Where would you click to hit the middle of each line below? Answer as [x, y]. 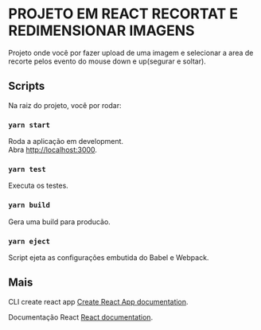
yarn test [27, 169]
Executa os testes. [39, 186]
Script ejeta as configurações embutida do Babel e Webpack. [109, 257]
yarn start [29, 125]
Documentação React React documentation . [81, 317]
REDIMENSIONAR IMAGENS [101, 31]
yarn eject [29, 241]
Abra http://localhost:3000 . [53, 150]
